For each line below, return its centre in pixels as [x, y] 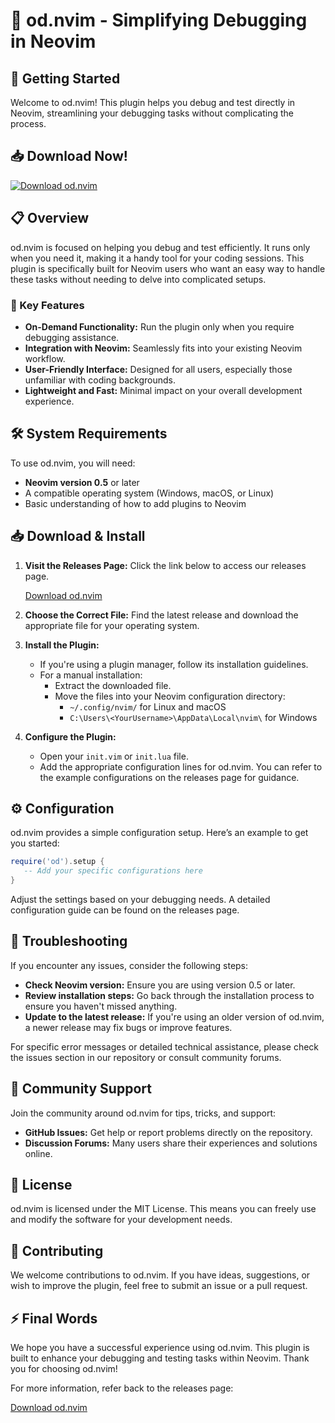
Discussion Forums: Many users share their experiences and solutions [171, 1143]
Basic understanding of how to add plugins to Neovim [135, 503]
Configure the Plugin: [70, 736]
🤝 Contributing [57, 1250]
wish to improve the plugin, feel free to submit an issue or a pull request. [159, 1286]
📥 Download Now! [69, 156]
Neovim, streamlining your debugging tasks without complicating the [152, 113]
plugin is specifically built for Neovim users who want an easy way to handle [168, 268]
